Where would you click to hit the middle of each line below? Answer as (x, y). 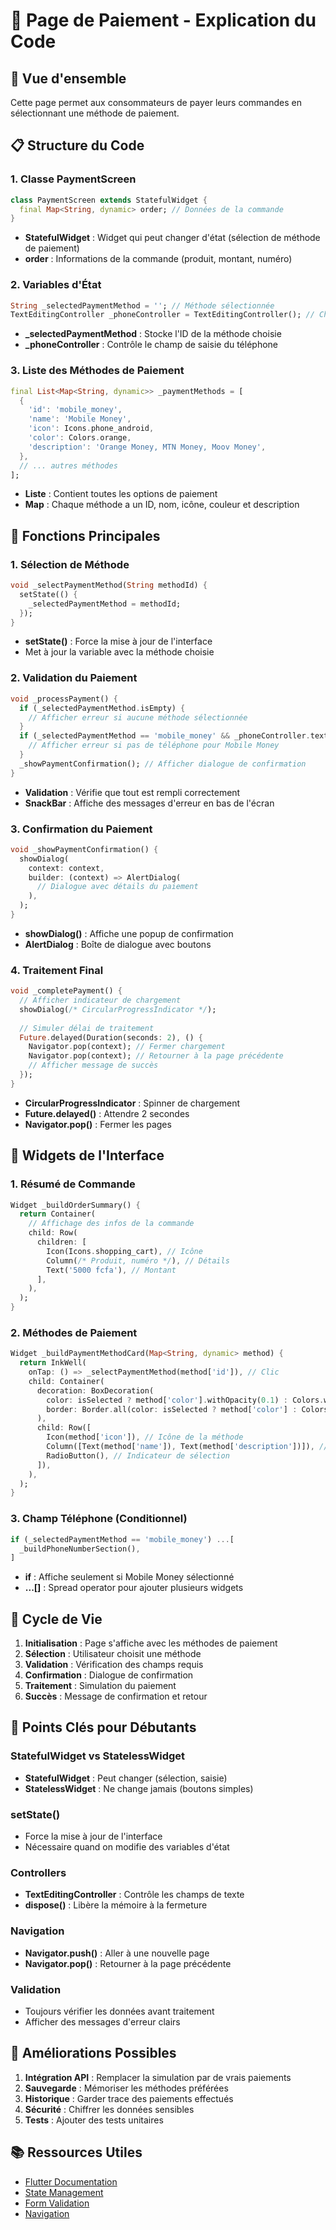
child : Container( (66, 1381)
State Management (64, 2192)
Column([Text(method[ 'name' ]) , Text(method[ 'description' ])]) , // (187, 1447)
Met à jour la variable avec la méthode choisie (119, 652)
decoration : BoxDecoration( (95, 1390)
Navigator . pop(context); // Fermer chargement (127, 1047)
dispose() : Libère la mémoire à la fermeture (116, 1905)
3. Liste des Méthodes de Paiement (97, 371)
